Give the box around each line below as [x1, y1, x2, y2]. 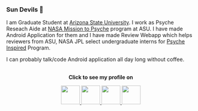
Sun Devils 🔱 [6, 5, 44, 14]
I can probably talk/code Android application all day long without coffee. [6, 56, 185, 63]
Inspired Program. [6, 44, 51, 51]
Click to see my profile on [68, 74, 133, 81]
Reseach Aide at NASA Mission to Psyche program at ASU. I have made [6, 25, 183, 32]
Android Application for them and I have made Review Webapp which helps [6, 32, 193, 39]
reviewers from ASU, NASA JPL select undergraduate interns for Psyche [6, 38, 185, 45]
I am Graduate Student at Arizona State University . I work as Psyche [6, 19, 174, 26]
